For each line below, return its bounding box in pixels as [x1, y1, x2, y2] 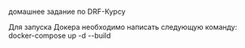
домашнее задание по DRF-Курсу [8, 7, 126, 16]
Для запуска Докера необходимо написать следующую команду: [8, 22, 238, 31]
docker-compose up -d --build [8, 31, 111, 40]
